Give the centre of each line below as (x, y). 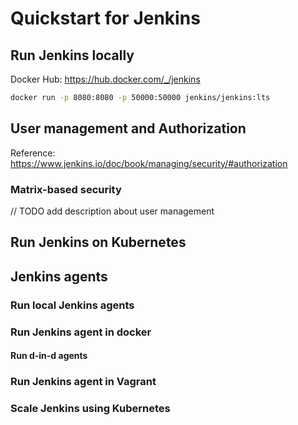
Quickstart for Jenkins (105, 18)
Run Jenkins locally (72, 55)
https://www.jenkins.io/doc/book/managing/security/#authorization (149, 163)
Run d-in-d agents (49, 356)
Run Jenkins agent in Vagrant (83, 382)
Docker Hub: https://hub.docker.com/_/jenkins (105, 79)
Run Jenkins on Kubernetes (98, 242)
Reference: (33, 153)
